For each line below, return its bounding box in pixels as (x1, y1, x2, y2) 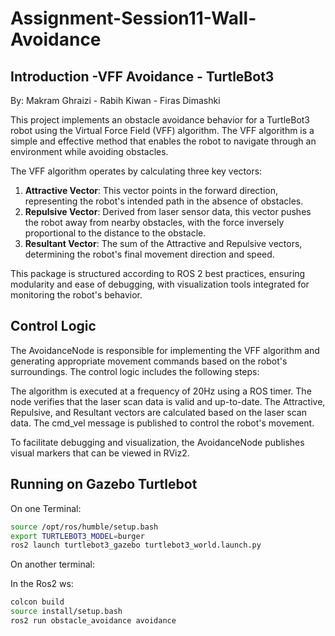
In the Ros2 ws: (10, 578, 74, 590)
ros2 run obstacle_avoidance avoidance (10, 616, 177, 626)
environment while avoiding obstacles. (10, 146, 169, 157)
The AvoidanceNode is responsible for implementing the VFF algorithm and (10, 344, 320, 356)
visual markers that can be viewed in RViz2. (10, 447, 190, 459)
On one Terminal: (10, 502, 82, 514)
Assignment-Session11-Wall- (10, 7, 257, 30)
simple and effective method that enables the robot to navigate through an (10, 135, 317, 147)
